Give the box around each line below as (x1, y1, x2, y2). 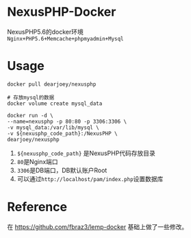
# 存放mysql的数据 (7, 94, 55, 101)
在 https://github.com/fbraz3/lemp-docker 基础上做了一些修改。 (7, 222, 188, 230)
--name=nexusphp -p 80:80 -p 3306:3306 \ (7, 118, 127, 125)
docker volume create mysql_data (7, 100, 103, 107)
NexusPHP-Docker (7, 4, 116, 20)
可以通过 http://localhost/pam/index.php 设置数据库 (16, 174, 164, 182)
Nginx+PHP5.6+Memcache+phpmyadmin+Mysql (7, 35, 125, 42)
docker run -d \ (7, 112, 53, 119)
